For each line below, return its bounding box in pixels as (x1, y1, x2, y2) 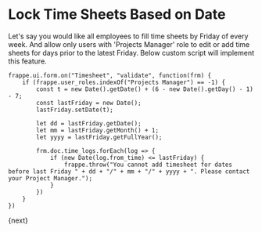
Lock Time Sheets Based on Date (8, 5, 226, 24)
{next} (8, 216, 29, 225)
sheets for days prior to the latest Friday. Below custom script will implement (8, 48, 254, 57)
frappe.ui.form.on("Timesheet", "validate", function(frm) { (8, 71, 212, 79)
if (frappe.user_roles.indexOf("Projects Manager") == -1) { (22, 78, 225, 86)
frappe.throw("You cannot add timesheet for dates (63, 161, 233, 169)
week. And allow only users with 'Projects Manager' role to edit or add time (8, 39, 250, 49)
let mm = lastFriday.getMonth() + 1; (36, 126, 159, 134)
